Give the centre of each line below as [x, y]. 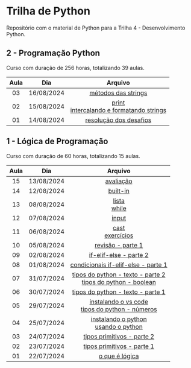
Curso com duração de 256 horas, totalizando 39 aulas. [75, 68]
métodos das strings [118, 93]
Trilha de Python [48, 11]
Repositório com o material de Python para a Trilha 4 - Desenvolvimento [96, 28]
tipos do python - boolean [119, 282]
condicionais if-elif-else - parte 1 [119, 265]
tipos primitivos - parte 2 [119, 336]
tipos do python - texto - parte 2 [119, 274]
